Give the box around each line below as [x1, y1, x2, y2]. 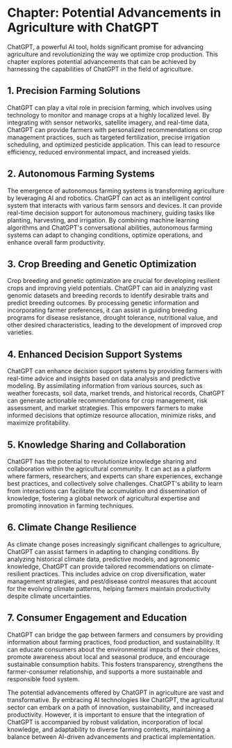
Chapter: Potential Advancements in [7, 5, 222, 21]
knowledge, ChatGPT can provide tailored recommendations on [7, 562, 190, 571]
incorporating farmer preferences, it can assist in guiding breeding [7, 306, 198, 314]
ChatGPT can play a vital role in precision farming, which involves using [7, 103, 212, 112]
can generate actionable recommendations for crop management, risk [7, 396, 208, 405]
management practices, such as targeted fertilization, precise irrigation [7, 133, 210, 141]
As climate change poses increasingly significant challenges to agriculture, [7, 540, 222, 548]
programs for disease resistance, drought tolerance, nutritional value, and [7, 314, 218, 322]
